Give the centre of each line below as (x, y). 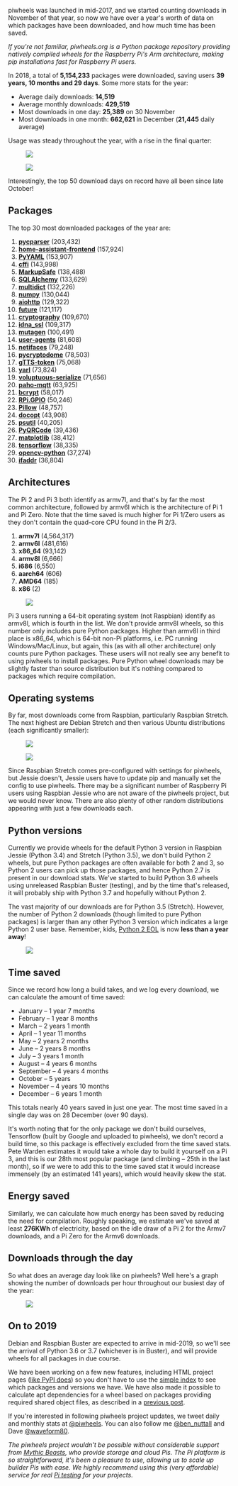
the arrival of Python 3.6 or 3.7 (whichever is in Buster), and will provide (113, 1351)
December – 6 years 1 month (60, 1094)
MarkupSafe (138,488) (52, 272)
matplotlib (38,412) (46, 437)
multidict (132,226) (47, 287)
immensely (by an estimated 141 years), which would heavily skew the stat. (117, 1174)
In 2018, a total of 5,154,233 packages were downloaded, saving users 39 (117, 75)
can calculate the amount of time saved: (67, 997)
